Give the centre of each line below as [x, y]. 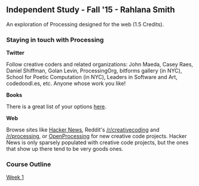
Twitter [16, 53]
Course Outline [29, 164]
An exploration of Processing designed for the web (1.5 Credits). [85, 24]
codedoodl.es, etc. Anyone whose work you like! [66, 84]
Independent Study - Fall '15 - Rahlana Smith [91, 10]
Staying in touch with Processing [55, 39]
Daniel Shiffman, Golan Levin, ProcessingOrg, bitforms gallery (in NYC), [94, 71]
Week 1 [15, 177]
